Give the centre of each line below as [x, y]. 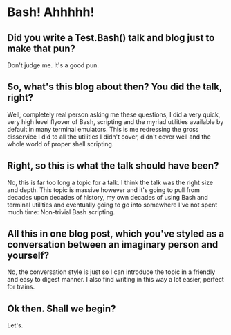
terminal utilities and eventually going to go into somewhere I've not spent [112, 205]
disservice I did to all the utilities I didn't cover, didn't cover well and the [109, 137]
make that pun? [41, 48]
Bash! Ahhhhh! [51, 12]
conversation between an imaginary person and [113, 244]
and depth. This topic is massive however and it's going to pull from [104, 190]
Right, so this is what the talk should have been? [113, 166]
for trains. [21, 287]
